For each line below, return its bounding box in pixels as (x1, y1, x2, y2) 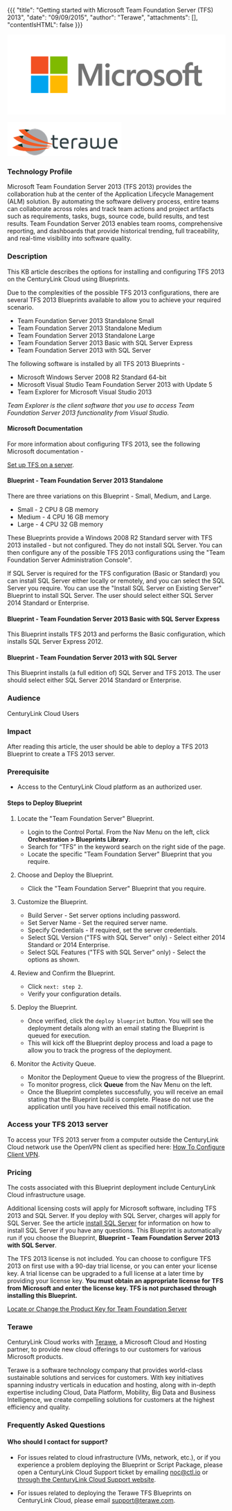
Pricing (7, 1167, 33, 1177)
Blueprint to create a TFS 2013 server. (7, 750, 116, 758)
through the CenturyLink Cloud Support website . (17, 1475, 157, 1483)
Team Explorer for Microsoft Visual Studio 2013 (17, 387, 152, 396)
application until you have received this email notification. (27, 1102, 192, 1110)
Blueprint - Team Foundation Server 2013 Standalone (7, 476, 163, 485)
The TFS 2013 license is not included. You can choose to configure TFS (7, 1255, 211, 1263)
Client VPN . (7, 1150, 40, 1158)
